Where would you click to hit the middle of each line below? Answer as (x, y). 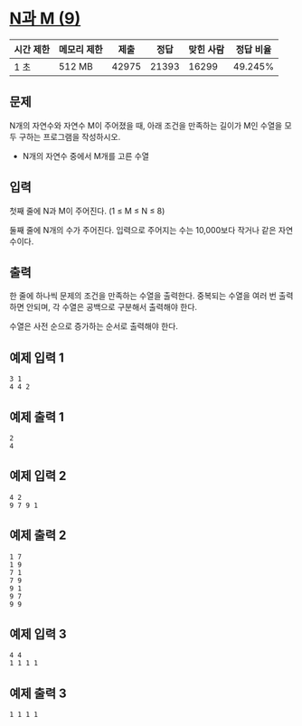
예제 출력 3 (38, 693)
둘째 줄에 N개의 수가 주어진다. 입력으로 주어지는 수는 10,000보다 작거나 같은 (143, 230)
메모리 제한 (81, 49)
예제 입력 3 (38, 634)
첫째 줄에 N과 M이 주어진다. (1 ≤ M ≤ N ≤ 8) (87, 211)
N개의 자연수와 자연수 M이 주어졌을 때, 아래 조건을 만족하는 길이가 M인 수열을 (146, 125)
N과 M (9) (45, 19)
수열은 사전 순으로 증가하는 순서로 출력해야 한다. (94, 326)
